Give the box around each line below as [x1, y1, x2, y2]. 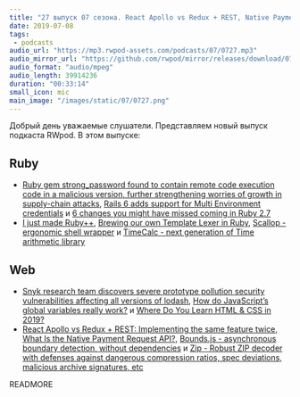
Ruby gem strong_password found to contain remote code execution [21, 179, 275, 190]
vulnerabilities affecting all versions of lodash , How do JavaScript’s [21, 295, 270, 306]
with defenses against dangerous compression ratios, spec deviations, [21, 352, 283, 362]
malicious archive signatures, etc [21, 362, 144, 372]
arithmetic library [21, 236, 86, 247]
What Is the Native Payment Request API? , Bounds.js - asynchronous [21, 334, 277, 343]
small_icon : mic [9, 87, 70, 96]
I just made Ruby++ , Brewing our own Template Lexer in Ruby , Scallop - [21, 218, 287, 228]
